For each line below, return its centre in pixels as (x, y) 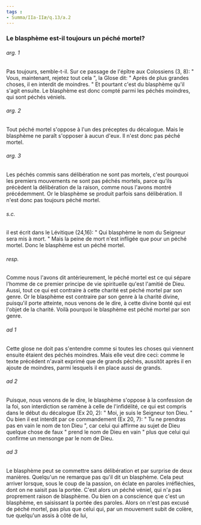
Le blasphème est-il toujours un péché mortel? (76, 38)
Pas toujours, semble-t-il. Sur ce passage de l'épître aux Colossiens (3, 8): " (100, 71)
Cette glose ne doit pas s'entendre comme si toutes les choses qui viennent (100, 348)
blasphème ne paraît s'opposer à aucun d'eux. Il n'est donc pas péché (93, 135)
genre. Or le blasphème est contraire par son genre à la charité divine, (93, 297)
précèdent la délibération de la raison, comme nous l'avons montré (89, 188)
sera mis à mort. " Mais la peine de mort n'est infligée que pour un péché (97, 239)
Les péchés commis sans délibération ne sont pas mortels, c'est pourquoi (97, 174)
